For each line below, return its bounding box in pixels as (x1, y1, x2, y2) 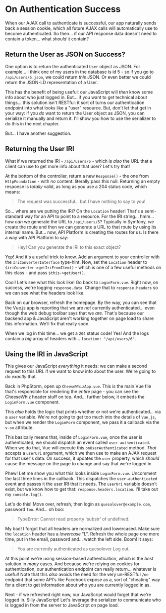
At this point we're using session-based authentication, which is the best (5, 556, 154, 562)
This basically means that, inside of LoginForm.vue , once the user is (5, 434, 143, 440)
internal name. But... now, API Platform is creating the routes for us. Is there (5, 229, 159, 235)
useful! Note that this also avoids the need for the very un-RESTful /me (5, 571, 149, 578)
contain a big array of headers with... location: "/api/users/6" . (5, 335, 136, 341)
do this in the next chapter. (5, 120, 60, 126)
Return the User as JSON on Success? (5, 50, 125, 59)
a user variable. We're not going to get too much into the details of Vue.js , (5, 414, 156, 420)
